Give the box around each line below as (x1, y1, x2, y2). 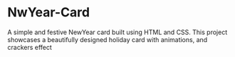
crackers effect (7, 43, 52, 51)
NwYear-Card (7, 4, 90, 21)
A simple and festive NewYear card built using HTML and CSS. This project (7, 28, 228, 36)
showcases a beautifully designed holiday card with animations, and (7, 35, 208, 43)
